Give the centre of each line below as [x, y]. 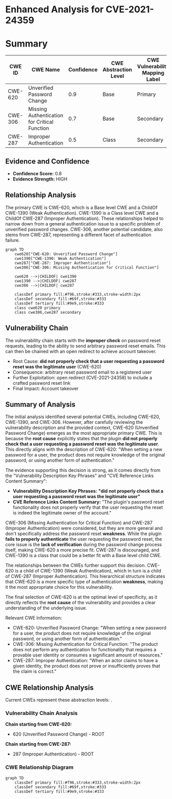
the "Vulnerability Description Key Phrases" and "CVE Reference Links [80, 476]
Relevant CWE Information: [34, 618]
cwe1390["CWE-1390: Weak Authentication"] [60, 258]
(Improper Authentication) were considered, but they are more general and [84, 528]
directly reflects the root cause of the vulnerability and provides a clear [81, 603]
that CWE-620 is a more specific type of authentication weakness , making [84, 582]
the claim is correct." [35, 671]
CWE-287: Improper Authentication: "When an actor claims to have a [85, 661]
